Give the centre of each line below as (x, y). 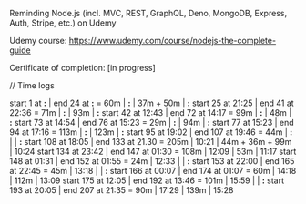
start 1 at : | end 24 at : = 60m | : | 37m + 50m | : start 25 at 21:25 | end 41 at (152, 103)
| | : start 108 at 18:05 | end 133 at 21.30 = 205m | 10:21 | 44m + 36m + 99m (151, 142)
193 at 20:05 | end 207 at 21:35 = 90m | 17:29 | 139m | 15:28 (122, 190)
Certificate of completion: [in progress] (83, 68)
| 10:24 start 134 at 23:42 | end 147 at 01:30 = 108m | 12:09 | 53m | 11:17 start (153, 151)
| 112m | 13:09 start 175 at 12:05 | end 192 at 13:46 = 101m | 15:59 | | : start (147, 180)
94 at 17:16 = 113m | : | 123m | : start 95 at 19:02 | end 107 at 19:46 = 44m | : (151, 132)
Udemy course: (38, 41)
